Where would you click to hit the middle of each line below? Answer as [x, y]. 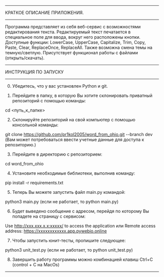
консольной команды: [35, 125]
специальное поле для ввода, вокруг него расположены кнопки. [73, 37]
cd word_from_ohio [24, 164]
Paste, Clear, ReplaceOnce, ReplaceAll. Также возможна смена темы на [79, 47]
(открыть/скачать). [25, 58]
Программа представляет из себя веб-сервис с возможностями [73, 27]
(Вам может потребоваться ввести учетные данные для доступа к [75, 139]
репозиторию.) [21, 145]
